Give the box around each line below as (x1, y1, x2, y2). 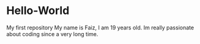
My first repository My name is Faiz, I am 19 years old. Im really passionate (6, 24, 194, 31)
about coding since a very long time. (6, 30, 98, 37)
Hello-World (6, 4, 70, 18)
